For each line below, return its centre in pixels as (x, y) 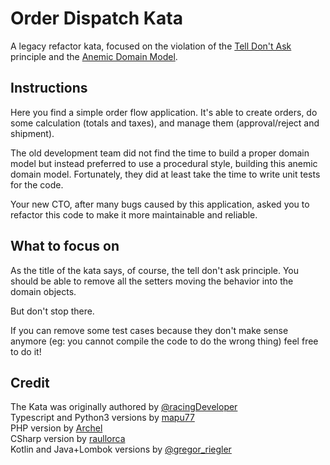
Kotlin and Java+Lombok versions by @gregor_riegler (121, 449)
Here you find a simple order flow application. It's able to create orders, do (164, 112)
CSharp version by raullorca (68, 439)
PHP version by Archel (56, 428)
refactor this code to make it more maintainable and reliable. (134, 214)
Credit (30, 382)
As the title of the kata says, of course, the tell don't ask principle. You (155, 270)
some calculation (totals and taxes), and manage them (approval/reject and (165, 123)
